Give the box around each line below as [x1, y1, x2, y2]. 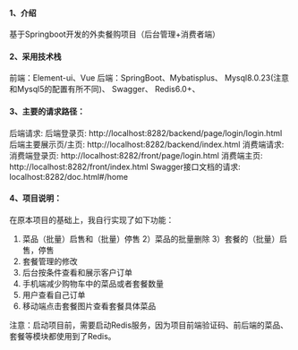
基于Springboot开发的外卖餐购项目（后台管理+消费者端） [9, 29, 221, 39]
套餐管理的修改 [21, 255, 78, 267]
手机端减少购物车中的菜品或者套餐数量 [21, 277, 164, 289]
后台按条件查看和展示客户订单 [21, 267, 132, 277]
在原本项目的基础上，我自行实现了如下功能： [9, 214, 175, 225]
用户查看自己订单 [21, 289, 86, 300]
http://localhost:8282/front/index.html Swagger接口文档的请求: [9, 161, 242, 172]
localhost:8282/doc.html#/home [9, 171, 128, 182]
